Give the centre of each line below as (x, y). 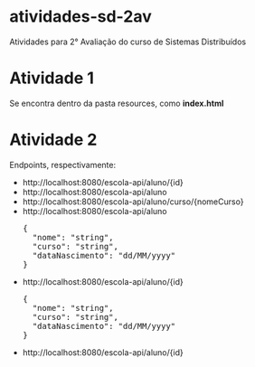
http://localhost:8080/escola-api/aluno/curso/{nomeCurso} (133, 202)
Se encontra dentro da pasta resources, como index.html (117, 103)
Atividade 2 (53, 140)
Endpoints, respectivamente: (62, 165)
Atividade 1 (52, 78)
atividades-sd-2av (80, 17)
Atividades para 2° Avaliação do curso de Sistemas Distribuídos (128, 42)
